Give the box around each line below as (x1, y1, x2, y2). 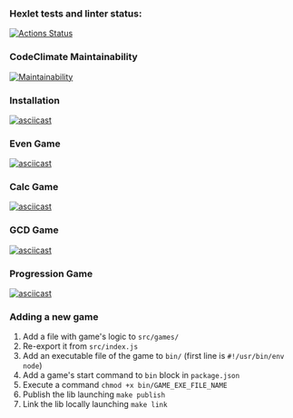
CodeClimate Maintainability (9, 51, 138, 64)
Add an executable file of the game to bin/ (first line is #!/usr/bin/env (22, 351, 285, 362)
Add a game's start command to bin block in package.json (22, 370, 240, 381)
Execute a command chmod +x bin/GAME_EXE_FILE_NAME (22, 380, 228, 391)
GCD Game (9, 224, 59, 236)
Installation (9, 94, 61, 106)
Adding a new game (9, 311, 99, 323)
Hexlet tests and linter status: (9, 7, 142, 20)
